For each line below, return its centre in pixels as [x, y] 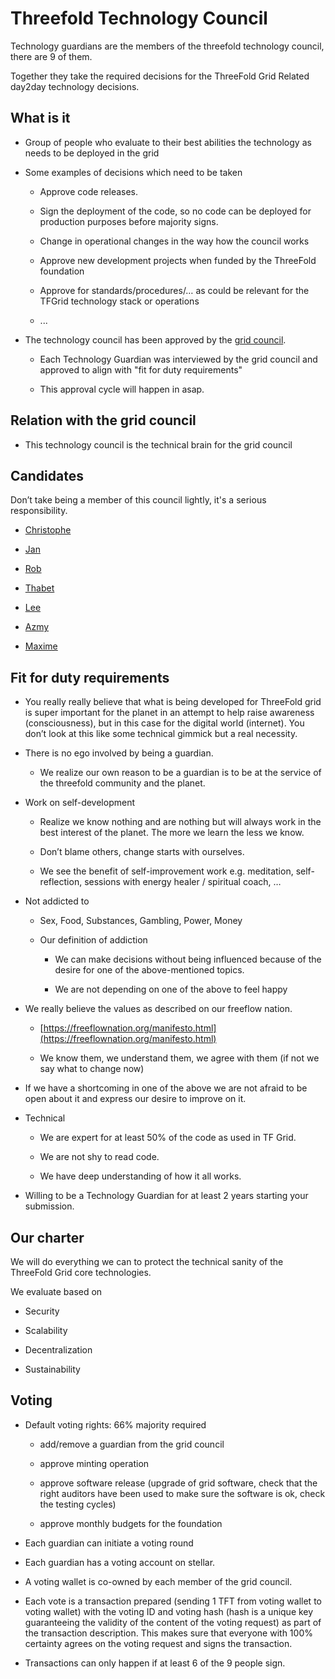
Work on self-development [80, 803]
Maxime [41, 646]
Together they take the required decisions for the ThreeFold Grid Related [160, 76]
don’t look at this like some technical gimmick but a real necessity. [161, 734]
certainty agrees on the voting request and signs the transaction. [158, 1643]
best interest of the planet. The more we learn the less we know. [172, 833]
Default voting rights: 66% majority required [115, 1424]
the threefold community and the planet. [122, 783]
